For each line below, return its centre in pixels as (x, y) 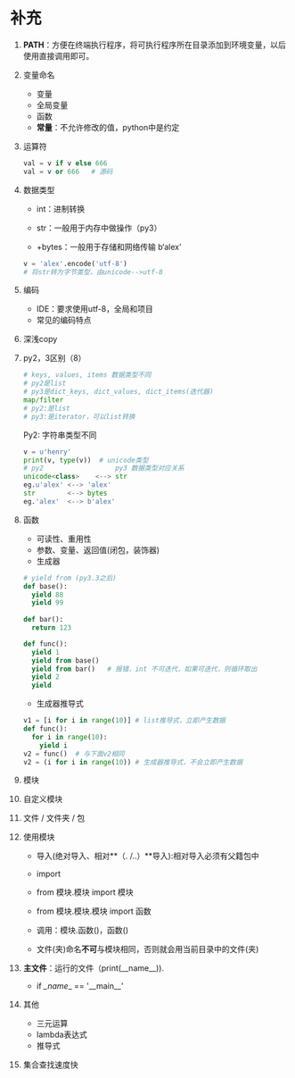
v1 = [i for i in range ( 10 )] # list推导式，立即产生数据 (124, 721)
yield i (53, 745)
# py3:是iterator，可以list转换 (79, 416)
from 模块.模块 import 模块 (85, 892)
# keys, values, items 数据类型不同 (87, 375)
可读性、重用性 (64, 539)
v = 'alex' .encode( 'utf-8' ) (75, 263)
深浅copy (40, 339)
